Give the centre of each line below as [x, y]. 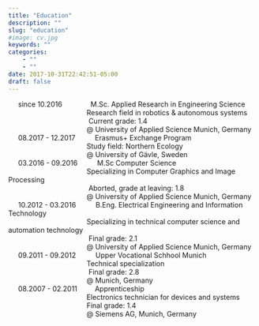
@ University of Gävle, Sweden [137, 154]
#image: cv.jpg [33, 37]
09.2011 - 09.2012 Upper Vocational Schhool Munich [113, 255]
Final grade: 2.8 [114, 272]
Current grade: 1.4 [118, 121]
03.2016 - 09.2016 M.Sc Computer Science [98, 163]
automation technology [46, 230]
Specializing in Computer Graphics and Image [161, 171]
